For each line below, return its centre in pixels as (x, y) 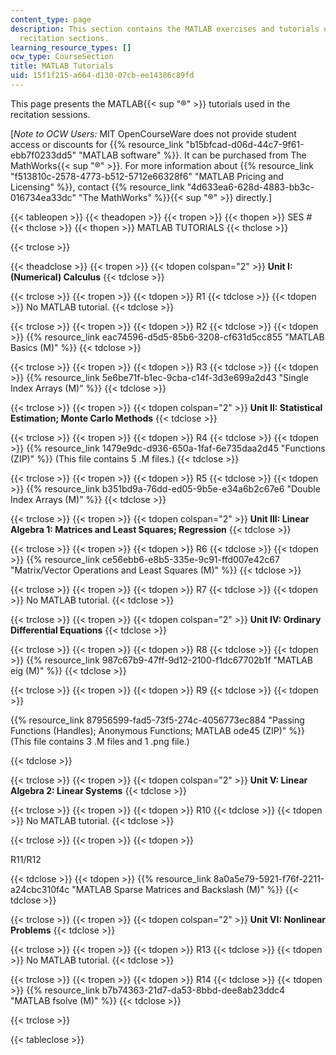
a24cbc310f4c (40, 889)
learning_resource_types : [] (71, 47)
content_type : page (51, 19)
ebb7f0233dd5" (43, 155)
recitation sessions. (50, 114)
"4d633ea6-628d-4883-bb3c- (250, 187)
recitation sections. (64, 38)
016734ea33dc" (43, 197)
